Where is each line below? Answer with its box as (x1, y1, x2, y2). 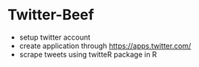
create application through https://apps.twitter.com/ (19, 40, 192, 50)
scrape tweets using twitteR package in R (19, 49, 158, 59)
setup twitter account (19, 32, 91, 42)
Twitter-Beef (7, 6, 94, 24)
